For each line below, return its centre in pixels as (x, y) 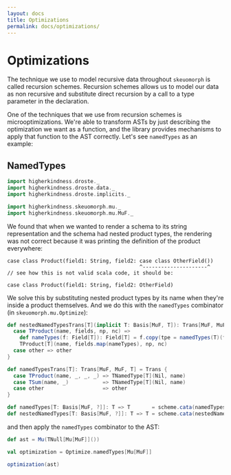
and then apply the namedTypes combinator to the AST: (84, 427)
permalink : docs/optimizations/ (53, 26)
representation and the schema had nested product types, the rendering (109, 233)
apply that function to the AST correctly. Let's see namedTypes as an (102, 137)
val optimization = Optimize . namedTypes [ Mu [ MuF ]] (80, 452)
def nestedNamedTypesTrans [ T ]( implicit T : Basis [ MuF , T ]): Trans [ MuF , (110, 325)
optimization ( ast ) (33, 464)
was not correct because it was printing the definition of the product (104, 241)
